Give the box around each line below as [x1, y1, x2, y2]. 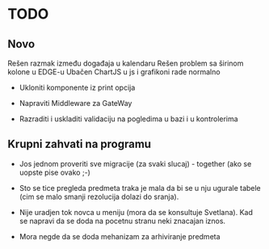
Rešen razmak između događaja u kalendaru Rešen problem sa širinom [7, 58, 244, 68]
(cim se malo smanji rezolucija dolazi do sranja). [19, 192, 179, 201]
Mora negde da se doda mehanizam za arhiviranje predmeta [19, 231, 221, 241]
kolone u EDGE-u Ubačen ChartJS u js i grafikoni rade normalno [7, 67, 221, 77]
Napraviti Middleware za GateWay [19, 99, 132, 108]
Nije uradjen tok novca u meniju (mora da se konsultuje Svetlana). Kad [19, 207, 254, 217]
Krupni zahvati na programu [7, 137, 151, 151]
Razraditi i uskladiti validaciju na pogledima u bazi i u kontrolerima [19, 114, 239, 124]
